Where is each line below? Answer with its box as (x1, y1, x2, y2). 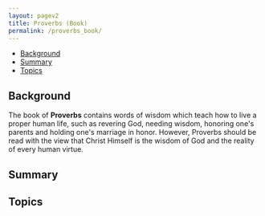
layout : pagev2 (8, 11, 59, 20)
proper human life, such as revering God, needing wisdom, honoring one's (8, 119, 255, 128)
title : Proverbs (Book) (8, 19, 88, 27)
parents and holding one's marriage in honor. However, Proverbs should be (8, 128, 257, 137)
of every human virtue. (8, 145, 84, 154)
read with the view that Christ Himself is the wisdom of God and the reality (8, 136, 255, 145)
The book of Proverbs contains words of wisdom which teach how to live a (8, 110, 257, 120)
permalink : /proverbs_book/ (8, 26, 103, 35)
